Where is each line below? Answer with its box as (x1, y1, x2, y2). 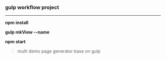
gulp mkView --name (5, 29, 50, 35)
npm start (5, 39, 26, 45)
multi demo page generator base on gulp (17, 48, 101, 54)
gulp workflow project (5, 4, 59, 11)
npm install (5, 20, 29, 26)
